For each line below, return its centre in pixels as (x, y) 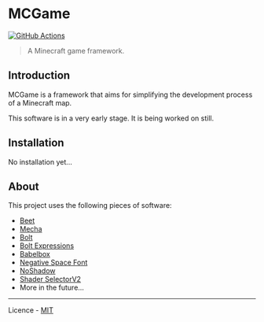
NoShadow (38, 271)
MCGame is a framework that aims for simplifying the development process (130, 94)
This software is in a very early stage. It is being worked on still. (111, 118)
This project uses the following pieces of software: (90, 205)
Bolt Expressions (47, 246)
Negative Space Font (53, 263)
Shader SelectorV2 (50, 279)
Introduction (39, 76)
